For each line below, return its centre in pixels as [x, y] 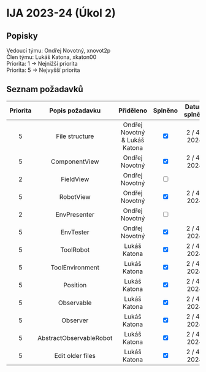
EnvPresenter [75, 214]
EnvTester [75, 232]
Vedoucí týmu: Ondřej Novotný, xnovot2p [59, 50]
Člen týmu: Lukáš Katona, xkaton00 [51, 57]
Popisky [22, 36]
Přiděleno [133, 110]
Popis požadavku [75, 110]
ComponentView [75, 161]
